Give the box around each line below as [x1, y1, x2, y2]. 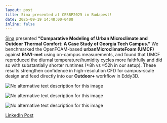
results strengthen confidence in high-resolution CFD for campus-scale [5, 68, 154, 74]
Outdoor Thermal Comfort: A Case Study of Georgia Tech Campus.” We [5, 41, 158, 47]
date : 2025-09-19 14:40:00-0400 [5, 17, 73, 22]
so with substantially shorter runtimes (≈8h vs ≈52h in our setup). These [5, 62, 156, 68]
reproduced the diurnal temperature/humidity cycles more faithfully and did [5, 57, 162, 63]
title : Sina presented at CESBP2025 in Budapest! [5, 12, 112, 17]
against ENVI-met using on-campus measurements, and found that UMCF [5, 52, 160, 58]
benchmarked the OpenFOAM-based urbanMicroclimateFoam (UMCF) [5, 46, 154, 52]
